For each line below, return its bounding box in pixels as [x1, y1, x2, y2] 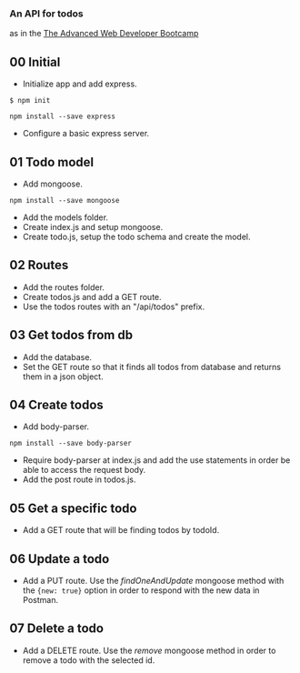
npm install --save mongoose [9, 196, 120, 205]
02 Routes [9, 257, 69, 273]
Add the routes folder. [22, 281, 105, 293]
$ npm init [9, 96, 51, 105]
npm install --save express [9, 112, 116, 121]
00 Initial [9, 54, 61, 70]
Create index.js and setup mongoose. [22, 221, 164, 232]
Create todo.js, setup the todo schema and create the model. [22, 231, 252, 242]
